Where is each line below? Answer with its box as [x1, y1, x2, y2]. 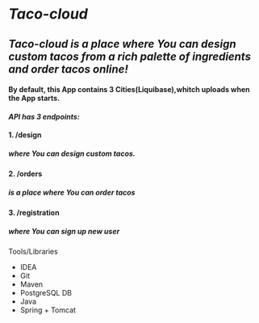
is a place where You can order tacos [8, 187, 136, 197]
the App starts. [8, 94, 61, 103]
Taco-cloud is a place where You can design [8, 37, 236, 51]
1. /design [8, 130, 42, 140]
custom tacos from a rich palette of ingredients [8, 49, 252, 63]
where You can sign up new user [8, 226, 120, 236]
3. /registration [8, 208, 60, 218]
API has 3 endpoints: [8, 111, 81, 121]
